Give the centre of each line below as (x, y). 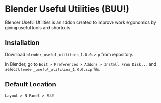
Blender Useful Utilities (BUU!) (67, 9)
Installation (22, 43)
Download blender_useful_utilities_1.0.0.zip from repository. (69, 54)
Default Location (31, 84)
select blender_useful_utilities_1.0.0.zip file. (53, 69)
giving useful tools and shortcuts (38, 27)
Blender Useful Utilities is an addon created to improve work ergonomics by (80, 22)
